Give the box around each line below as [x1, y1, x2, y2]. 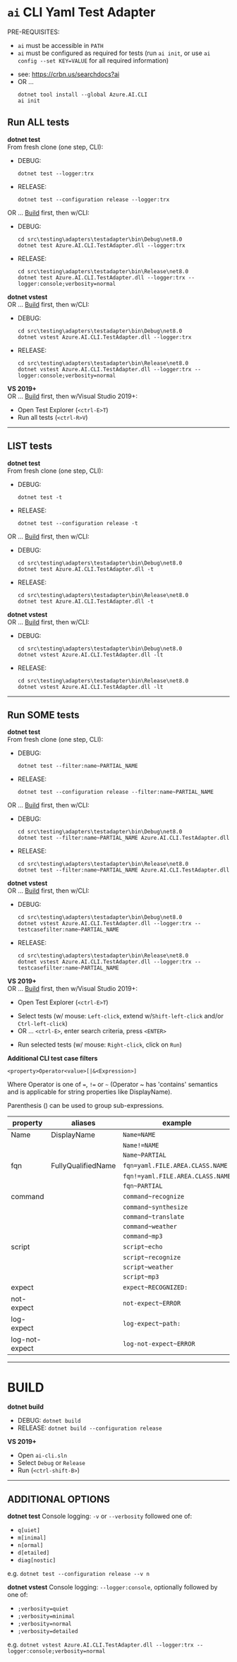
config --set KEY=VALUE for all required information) [17, 56, 169, 64]
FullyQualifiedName [51, 1161, 116, 1171]
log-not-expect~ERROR [122, 1340, 195, 1348]
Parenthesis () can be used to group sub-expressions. [7, 1102, 164, 1110]
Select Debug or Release [17, 1459, 86, 1467]
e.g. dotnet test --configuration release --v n [7, 1570, 150, 1578]
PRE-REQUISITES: [7, 28, 60, 36]
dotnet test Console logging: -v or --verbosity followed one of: [7, 1512, 193, 1521]
